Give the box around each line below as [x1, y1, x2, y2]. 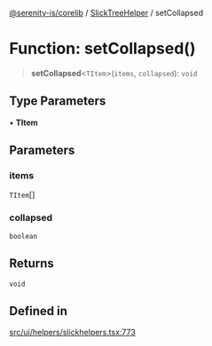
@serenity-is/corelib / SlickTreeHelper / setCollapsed [9, 8, 204, 18]
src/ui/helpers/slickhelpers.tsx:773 [9, 327, 136, 338]
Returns [9, 256, 55, 271]
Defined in [9, 303, 68, 318]
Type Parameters [9, 93, 106, 109]
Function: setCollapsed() [9, 39, 196, 59]
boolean [9, 232, 38, 240]
